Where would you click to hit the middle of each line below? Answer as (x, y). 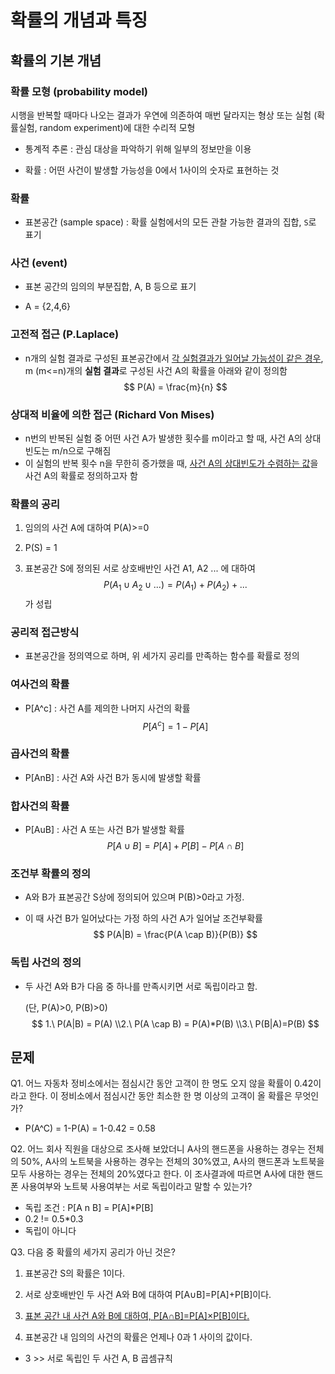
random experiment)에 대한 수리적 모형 (117, 127)
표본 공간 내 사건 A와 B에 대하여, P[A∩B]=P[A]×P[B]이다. (137, 1316)
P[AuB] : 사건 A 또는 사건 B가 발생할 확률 (104, 829)
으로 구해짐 (89, 451)
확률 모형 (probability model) (79, 91)
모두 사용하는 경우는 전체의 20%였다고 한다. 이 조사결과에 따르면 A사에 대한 (157, 1174)
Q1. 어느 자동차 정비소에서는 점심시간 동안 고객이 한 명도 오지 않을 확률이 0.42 (162, 1083)
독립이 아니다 (50, 1231)
